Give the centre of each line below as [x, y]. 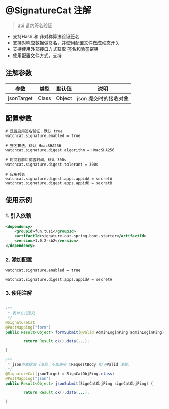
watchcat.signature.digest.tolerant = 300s [52, 164]
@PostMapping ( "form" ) [28, 327]
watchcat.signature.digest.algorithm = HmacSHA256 [60, 150]
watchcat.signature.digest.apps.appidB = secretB [59, 183]
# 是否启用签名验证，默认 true [34, 131]
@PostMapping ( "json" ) [28, 378]
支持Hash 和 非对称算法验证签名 [46, 36]
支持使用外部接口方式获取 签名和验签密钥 [56, 49]
